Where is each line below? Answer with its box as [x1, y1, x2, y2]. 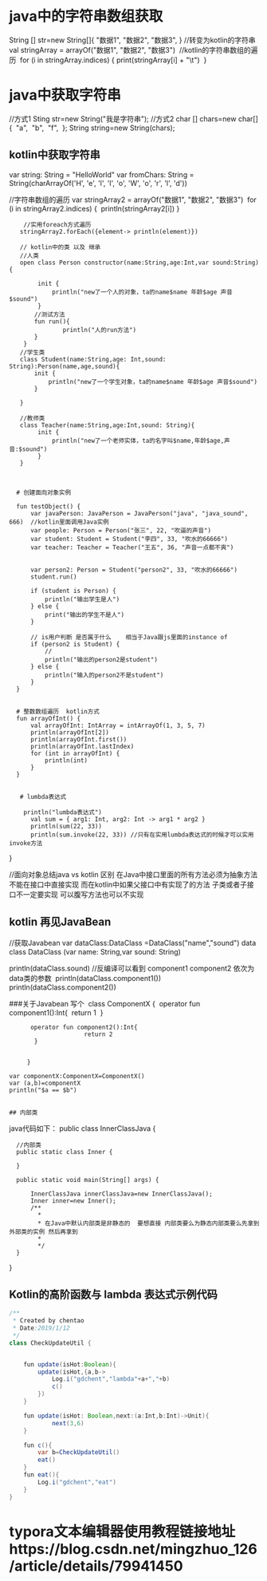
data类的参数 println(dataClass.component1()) [9, 973, 162, 982]
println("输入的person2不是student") [44, 671, 164, 679]
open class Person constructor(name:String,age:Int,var [19, 259, 210, 267]
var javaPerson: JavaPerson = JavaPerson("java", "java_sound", [29, 509, 249, 517]
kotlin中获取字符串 [9, 148, 100, 162]
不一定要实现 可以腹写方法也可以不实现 [15, 889, 144, 899]
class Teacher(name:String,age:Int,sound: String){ [19, 421, 195, 429]
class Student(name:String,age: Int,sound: [19, 355, 167, 363]
